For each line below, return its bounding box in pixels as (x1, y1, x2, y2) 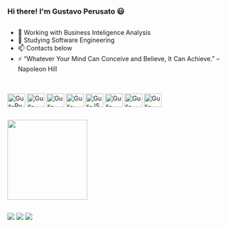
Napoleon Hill (17, 65, 57, 73)
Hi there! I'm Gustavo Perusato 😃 (7, 6, 125, 16)
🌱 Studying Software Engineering (17, 36, 115, 45)
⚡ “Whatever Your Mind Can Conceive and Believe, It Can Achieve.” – (17, 55, 220, 63)
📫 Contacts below (17, 44, 72, 53)
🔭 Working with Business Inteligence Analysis (17, 28, 151, 37)
